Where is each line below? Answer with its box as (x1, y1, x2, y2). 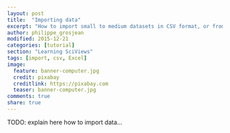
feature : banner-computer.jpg (13, 67, 99, 74)
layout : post (7, 10, 44, 17)
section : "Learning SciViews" (7, 49, 94, 56)
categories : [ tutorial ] (7, 42, 75, 49)
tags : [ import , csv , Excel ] (7, 55, 88, 62)
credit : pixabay (13, 73, 60, 81)
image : (7, 61, 26, 68)
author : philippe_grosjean (7, 29, 84, 36)
